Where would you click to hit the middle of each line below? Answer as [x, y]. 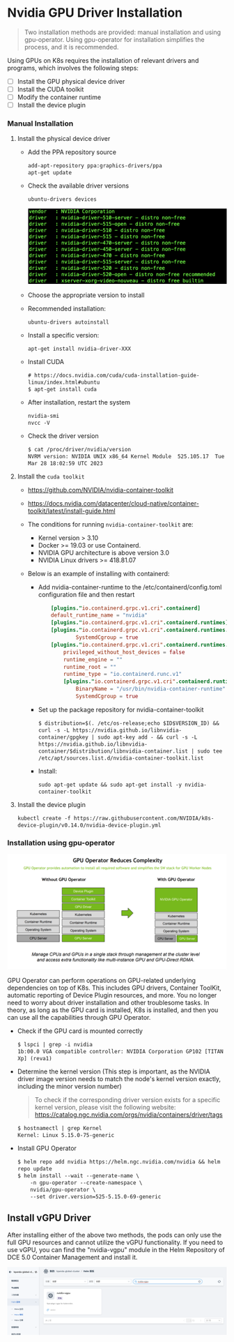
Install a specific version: [63, 335]
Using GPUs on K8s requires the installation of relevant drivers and [103, 60]
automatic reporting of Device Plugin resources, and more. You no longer [112, 995]
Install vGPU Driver [49, 1218]
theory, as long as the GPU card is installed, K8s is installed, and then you [113, 1010]
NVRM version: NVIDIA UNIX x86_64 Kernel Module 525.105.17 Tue [126, 456]
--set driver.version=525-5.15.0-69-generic [96, 1197]
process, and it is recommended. [71, 47]
